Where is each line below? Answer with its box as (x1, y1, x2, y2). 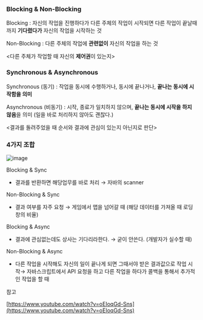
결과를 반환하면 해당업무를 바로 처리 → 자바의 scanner (15, 178, 144, 186)
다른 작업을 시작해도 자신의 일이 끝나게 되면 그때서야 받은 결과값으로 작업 (15, 260, 187, 267)
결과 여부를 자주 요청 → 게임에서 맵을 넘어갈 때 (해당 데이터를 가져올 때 (15, 203, 182, 210)
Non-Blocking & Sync (6, 190, 60, 198)
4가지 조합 (6, 140, 35, 148)
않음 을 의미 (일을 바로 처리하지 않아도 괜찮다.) (6, 111, 114, 118)
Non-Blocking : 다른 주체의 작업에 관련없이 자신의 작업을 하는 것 (6, 40, 159, 47)
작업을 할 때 (21, 275, 50, 282)
